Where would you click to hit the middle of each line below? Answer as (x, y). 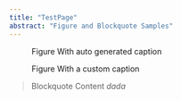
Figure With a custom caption (86, 69)
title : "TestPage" (43, 17)
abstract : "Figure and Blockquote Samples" (91, 26)
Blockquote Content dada (78, 86)
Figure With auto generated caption (97, 51)
